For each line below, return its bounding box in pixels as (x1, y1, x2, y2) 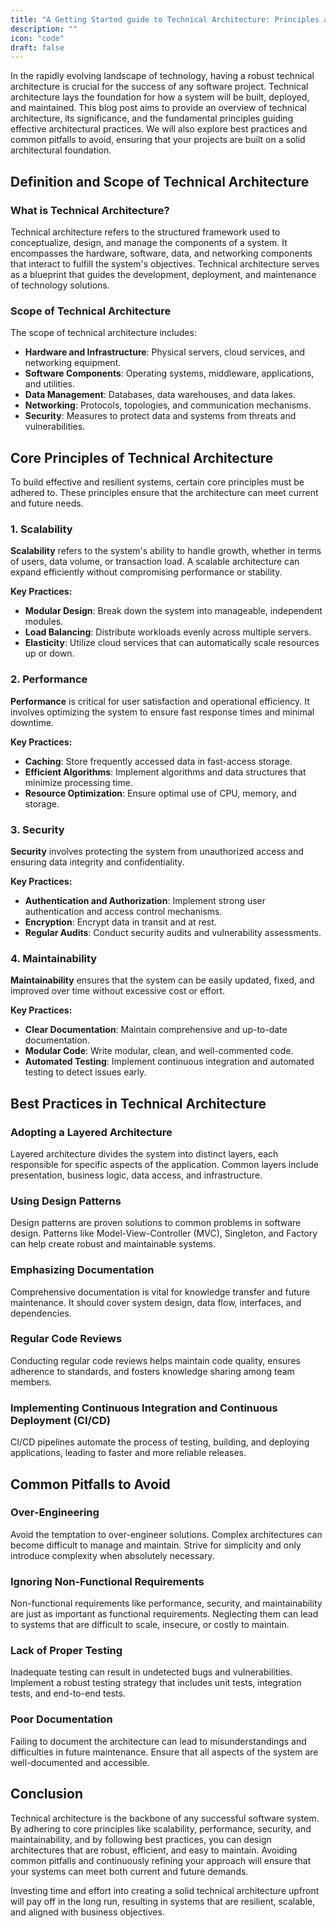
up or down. (24, 647, 75, 660)
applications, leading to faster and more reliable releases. (10, 1447, 247, 1459)
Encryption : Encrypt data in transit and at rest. (24, 916, 217, 928)
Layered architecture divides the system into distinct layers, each (10, 1147, 279, 1160)
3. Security (10, 822, 65, 836)
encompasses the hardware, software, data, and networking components (10, 247, 313, 259)
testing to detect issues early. (24, 1066, 147, 1078)
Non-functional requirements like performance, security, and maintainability (10, 1597, 323, 1610)
